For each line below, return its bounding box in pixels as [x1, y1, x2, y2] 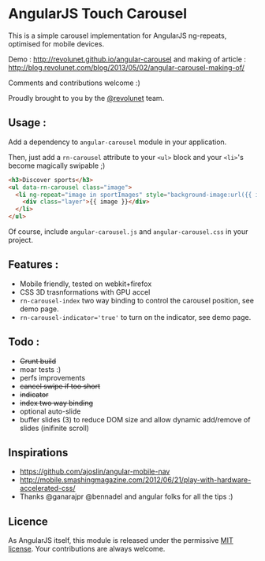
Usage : [8, 116, 47, 130]
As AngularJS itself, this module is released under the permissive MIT [8, 536, 234, 545]
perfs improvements [19, 373, 85, 382]
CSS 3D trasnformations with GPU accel [19, 287, 151, 296]
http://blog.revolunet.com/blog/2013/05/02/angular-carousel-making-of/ [8, 62, 245, 72]
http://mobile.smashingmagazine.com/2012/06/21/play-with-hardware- [19, 475, 252, 485]
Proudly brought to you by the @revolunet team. [8, 93, 165, 102]
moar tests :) [19, 364, 62, 374]
